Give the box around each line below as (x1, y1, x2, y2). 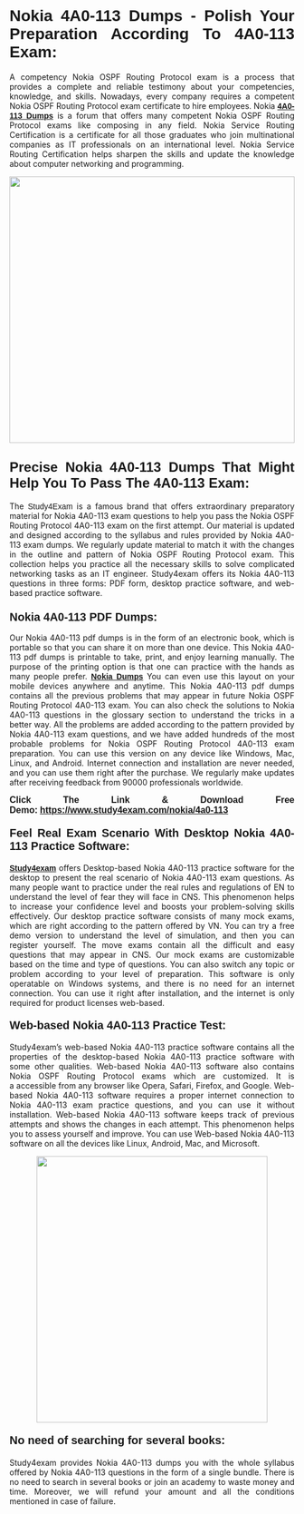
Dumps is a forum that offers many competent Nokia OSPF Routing (25, 110, 295, 121)
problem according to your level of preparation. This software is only (9, 969, 295, 980)
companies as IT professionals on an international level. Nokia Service (9, 139, 295, 150)
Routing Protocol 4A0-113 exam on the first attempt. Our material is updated (9, 520, 295, 531)
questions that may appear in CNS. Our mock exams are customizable (9, 950, 295, 961)
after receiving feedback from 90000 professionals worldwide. (9, 777, 243, 788)
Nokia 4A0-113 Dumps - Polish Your (9, 6, 295, 25)
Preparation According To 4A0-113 (9, 24, 295, 44)
